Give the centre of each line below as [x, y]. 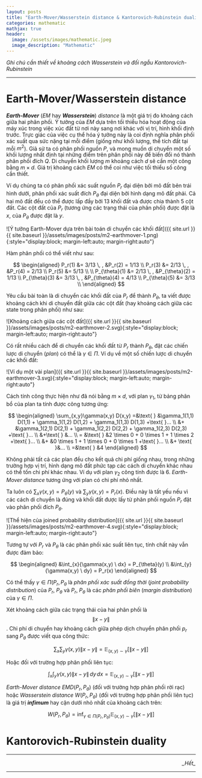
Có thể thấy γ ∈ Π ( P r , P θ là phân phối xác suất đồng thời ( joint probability [98, 583]
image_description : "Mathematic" [54, 46]
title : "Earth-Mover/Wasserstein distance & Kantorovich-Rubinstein [94, 17]
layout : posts [24, 12]
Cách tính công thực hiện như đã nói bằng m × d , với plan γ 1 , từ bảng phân [98, 397]
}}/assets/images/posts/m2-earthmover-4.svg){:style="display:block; [92, 526]
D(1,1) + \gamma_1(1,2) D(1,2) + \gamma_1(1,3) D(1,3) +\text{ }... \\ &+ [101, 422]
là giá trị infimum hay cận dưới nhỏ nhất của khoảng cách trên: [84, 703]
